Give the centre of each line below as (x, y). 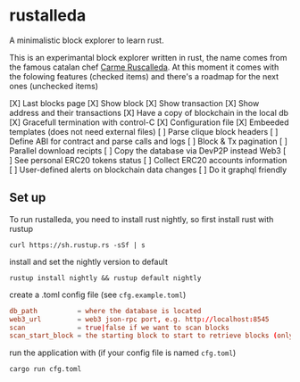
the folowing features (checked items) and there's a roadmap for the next (144, 76)
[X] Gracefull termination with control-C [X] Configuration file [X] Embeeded (149, 122)
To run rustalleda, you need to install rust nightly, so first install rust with (142, 219)
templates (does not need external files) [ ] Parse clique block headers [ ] (144, 131)
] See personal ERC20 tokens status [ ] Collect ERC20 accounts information (148, 160)
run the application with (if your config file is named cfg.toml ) (123, 353)
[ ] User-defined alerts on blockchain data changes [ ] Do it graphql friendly (148, 170)
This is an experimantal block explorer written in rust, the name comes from (148, 57)
